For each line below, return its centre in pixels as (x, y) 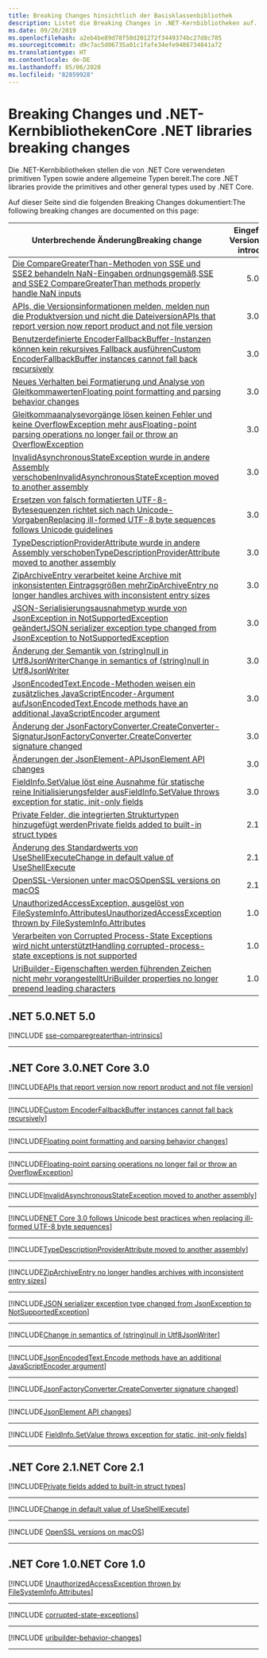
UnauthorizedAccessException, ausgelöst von (98, 902)
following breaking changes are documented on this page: (104, 211)
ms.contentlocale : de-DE (49, 60)
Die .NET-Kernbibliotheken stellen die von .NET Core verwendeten (116, 170)
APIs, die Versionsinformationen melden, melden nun (111, 306)
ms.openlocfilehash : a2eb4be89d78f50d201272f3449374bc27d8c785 (115, 38)
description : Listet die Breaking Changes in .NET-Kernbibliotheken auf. (133, 23)
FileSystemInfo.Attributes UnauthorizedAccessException (117, 913)
